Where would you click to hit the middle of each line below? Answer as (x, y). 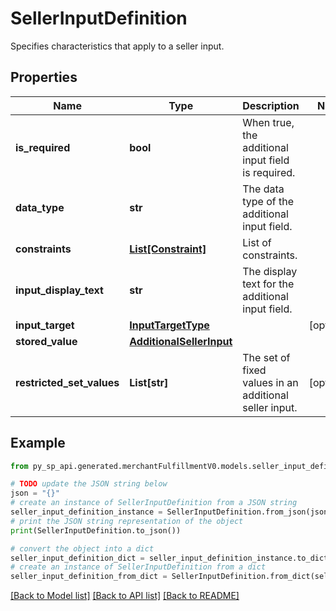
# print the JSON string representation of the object (127, 521)
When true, (268, 122)
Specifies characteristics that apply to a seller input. (117, 46)
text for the (268, 284)
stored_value (46, 341)
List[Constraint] (168, 249)
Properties (44, 77)
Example (38, 443)
